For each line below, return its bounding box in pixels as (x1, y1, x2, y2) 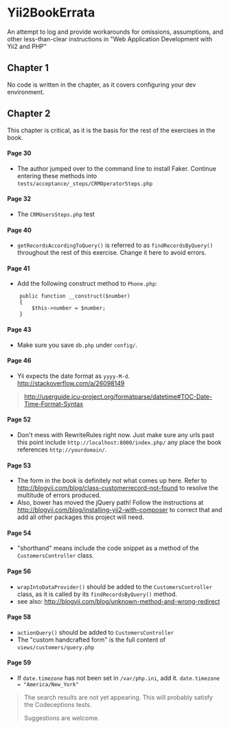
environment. (7, 87, 45, 96)
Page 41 (7, 264, 30, 273)
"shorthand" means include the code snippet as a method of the (16, 544, 199, 552)
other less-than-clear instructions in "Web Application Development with (7, 34, 213, 43)
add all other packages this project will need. (16, 513, 144, 521)
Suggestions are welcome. (23, 714, 100, 722)
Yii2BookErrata (7, 5, 95, 21)
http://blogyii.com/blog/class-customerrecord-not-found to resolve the (16, 484, 218, 492)
